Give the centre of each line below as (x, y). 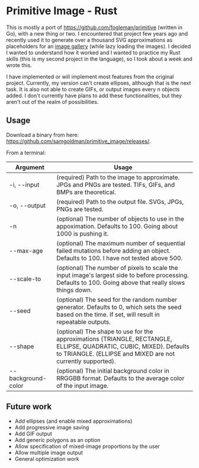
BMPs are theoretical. (86, 192)
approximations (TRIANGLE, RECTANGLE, (114, 339)
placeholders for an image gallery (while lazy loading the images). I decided (99, 46)
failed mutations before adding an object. (113, 250)
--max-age (26, 250)
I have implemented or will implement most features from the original (90, 77)
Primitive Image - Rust (62, 11)
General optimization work (47, 459)
